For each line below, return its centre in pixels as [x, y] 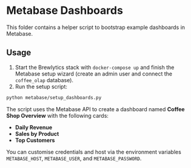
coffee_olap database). [44, 80]
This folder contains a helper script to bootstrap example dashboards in [96, 27]
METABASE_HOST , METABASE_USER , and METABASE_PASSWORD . [74, 158]
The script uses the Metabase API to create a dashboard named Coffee [95, 109]
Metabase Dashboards [65, 11]
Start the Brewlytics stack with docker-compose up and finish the [95, 67]
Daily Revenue [34, 127]
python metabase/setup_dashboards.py [54, 97]
